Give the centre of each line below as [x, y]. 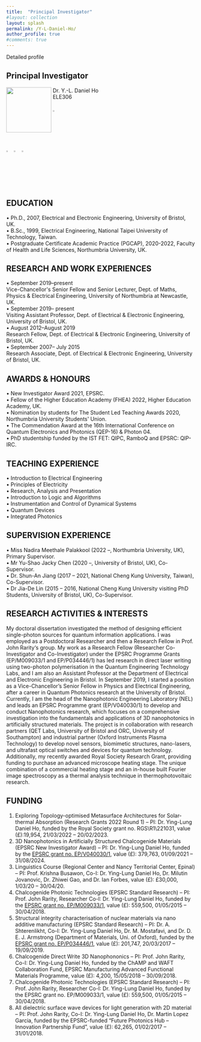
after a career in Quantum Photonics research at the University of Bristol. [96, 692]
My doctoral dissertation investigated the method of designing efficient [94, 628]
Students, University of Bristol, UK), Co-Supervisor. [70, 595]
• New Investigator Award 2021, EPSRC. [55, 394]
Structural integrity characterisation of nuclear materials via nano [95, 918]
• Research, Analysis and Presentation [54, 491]
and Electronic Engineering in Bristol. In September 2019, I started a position [100, 679]
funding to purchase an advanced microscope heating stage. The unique [96, 762]
